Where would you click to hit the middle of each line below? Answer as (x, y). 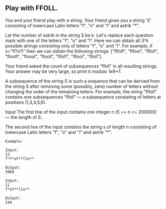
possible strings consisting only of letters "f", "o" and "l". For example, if (79, 46)
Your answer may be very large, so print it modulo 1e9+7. (63, 71)
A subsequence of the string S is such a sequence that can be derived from (83, 81)
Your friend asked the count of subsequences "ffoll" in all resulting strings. (82, 66)
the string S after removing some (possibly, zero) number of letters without (82, 86)
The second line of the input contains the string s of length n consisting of (81, 127)
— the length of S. (24, 117)
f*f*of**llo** (20, 159)
